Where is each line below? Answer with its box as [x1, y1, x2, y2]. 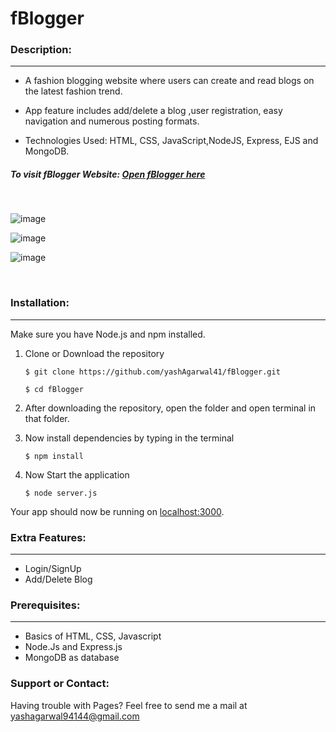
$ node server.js [24, 488, 98, 498]
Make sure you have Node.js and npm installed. [10, 328, 206, 340]
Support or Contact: [10, 677, 110, 691]
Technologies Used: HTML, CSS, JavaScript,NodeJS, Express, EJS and [24, 135, 319, 147]
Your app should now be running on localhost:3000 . [10, 505, 225, 517]
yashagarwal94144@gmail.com [10, 710, 140, 722]
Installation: [10, 296, 70, 310]
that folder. [24, 412, 70, 424]
